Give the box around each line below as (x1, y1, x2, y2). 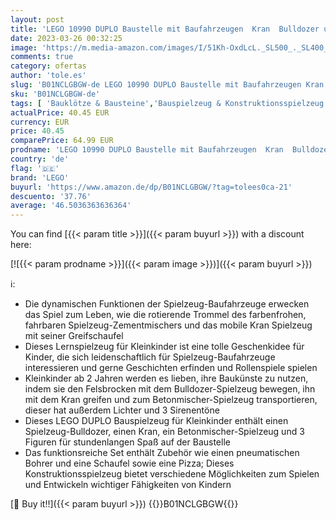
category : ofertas (10, 61, 87, 71)
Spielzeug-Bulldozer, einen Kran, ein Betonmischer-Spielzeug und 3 (24, 426, 305, 438)
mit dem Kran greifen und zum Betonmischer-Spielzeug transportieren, (24, 394, 318, 406)
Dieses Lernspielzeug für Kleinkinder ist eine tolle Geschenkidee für (24, 341, 305, 353)
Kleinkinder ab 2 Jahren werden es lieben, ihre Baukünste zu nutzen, (24, 372, 309, 385)
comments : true (10, 52, 74, 62)
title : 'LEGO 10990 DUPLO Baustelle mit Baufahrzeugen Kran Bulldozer (10, 24, 320, 34)
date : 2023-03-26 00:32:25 (10, 33, 123, 43)
